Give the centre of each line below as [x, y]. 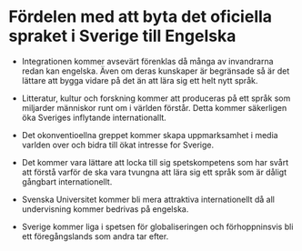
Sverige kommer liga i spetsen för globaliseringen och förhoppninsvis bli [157, 226]
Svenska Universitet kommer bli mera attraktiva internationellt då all [148, 199]
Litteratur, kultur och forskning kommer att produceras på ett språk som [156, 98]
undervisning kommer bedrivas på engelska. [105, 209]
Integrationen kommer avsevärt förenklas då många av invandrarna [147, 61]
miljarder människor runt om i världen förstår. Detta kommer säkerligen [154, 107]
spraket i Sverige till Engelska [122, 36]
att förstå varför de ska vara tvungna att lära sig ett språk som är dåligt [154, 172]
